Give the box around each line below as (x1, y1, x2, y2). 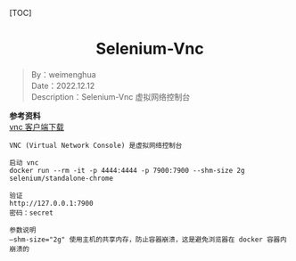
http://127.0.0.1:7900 (9, 199, 94, 208)
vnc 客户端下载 (9, 121, 65, 132)
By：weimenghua (30, 69, 96, 79)
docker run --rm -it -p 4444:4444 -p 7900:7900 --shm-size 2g (9, 166, 245, 175)
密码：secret (9, 208, 53, 217)
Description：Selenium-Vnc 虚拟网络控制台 (30, 91, 190, 102)
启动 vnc (9, 158, 39, 167)
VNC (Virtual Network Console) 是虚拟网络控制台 (9, 141, 183, 150)
